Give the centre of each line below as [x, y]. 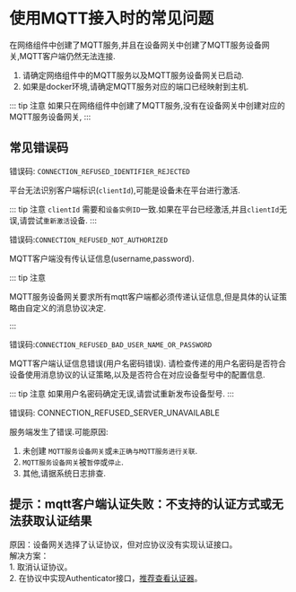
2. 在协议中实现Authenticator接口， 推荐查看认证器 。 [106, 578]
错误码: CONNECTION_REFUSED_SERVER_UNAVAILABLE [114, 413]
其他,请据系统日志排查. [64, 473]
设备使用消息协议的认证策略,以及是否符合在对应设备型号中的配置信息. [138, 374]
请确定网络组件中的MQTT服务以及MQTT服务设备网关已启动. [133, 75]
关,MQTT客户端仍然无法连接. [63, 56]
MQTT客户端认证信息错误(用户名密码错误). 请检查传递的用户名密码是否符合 [148, 363]
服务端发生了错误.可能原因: [59, 431]
